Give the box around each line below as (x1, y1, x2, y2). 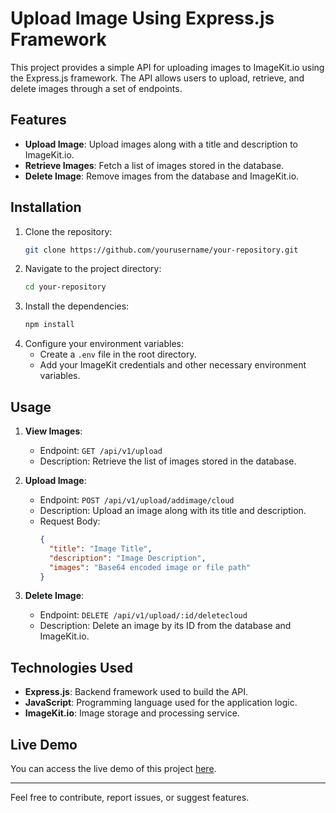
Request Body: (39, 515, 101, 527)
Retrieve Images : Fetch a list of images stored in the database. (24, 159, 285, 171)
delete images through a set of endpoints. (10, 82, 183, 94)
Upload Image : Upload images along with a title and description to (24, 138, 299, 150)
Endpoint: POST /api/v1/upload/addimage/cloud (39, 494, 235, 506)
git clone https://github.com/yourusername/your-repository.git (24, 245, 299, 255)
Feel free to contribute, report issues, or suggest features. (10, 792, 250, 803)
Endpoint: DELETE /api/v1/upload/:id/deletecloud (39, 609, 248, 621)
